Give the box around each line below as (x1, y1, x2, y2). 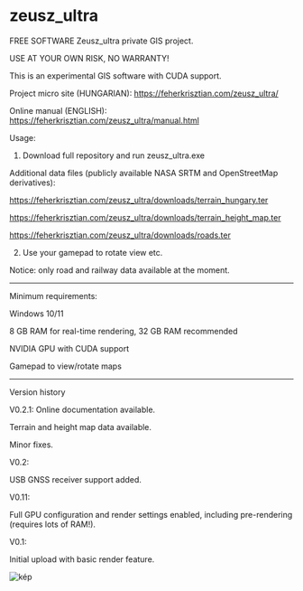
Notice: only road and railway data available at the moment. (9, 264, 230, 276)
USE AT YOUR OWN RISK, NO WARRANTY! (9, 52, 170, 63)
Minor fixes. (9, 439, 54, 450)
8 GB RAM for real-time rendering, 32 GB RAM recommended (9, 325, 238, 336)
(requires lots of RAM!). (9, 519, 96, 530)
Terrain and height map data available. (9, 421, 151, 432)
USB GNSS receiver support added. (9, 474, 142, 484)
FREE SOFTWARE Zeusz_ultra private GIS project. (9, 35, 194, 46)
